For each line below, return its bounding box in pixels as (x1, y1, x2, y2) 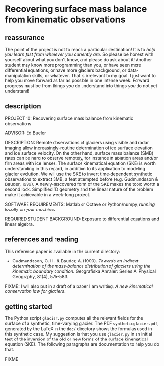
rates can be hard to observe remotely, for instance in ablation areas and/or (5, 155, 158, 161)
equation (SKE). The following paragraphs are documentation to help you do (5, 341, 160, 347)
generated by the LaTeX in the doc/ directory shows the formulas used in (5, 326, 152, 332)
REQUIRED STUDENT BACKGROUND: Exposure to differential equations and (5, 216, 160, 222)
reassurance (5, 33, 45, 42)
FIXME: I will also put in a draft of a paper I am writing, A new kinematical (5, 283, 153, 289)
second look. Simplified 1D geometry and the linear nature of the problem (5, 186, 153, 192)
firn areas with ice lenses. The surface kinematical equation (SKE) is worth (5, 160, 156, 166)
